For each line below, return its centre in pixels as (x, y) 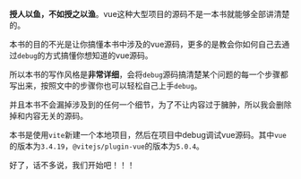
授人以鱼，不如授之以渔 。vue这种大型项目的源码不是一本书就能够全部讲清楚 (150, 14)
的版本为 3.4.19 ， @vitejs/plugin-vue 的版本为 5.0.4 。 (107, 146)
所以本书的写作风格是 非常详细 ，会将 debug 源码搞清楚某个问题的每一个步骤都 (149, 74)
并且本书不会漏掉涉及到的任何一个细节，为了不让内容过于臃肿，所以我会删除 (150, 105)
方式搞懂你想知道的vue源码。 (99, 55)
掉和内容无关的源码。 (48, 116)
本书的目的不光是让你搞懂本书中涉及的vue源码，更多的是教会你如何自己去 (146, 44)
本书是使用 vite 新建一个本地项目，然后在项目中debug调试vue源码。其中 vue (148, 135)
